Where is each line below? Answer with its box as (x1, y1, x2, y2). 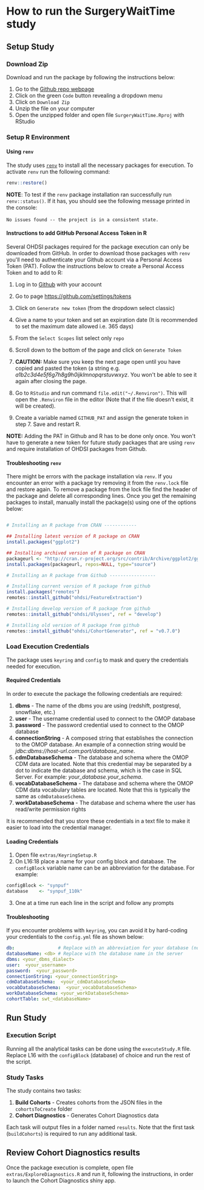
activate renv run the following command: (6, 168, 110, 175)
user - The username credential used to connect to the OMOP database (15, 715, 195, 723)
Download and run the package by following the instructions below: (6, 73, 175, 80)
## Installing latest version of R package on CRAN (6, 533, 140, 540)
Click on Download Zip (15, 98, 70, 105)
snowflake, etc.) (15, 709, 56, 716)
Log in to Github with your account (15, 281, 102, 288)
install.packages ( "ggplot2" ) (6, 539, 80, 545)
